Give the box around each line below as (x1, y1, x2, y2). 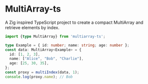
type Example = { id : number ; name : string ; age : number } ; (5, 43, 130, 48)
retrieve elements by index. (5, 24, 60, 30)
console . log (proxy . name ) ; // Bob (5, 74, 73, 79)
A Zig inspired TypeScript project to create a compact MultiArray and (5, 19, 144, 25)
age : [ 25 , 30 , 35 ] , (9, 61, 49, 66)
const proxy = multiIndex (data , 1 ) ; (5, 70, 79, 75)
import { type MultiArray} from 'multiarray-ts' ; (5, 34, 106, 39)
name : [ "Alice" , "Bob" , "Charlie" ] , (9, 56, 84, 61)
